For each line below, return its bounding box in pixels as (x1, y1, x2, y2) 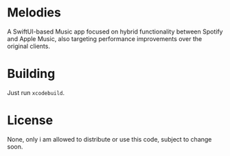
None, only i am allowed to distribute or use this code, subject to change (7, 135, 212, 143)
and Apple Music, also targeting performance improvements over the (7, 34, 203, 42)
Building (7, 66, 56, 81)
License (7, 113, 54, 128)
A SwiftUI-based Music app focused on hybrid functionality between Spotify (7, 27, 223, 36)
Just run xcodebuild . (7, 88, 65, 96)
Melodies (7, 5, 62, 21)
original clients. (7, 42, 50, 50)
